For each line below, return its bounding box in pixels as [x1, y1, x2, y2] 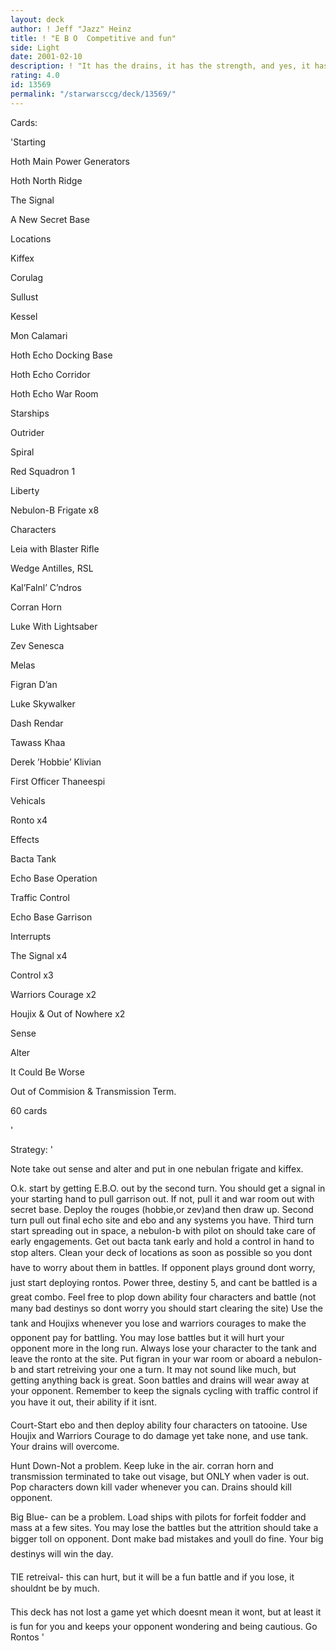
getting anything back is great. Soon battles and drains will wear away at [10, 1374, 310, 1386]
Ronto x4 [10, 814, 48, 826]
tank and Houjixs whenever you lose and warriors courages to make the [10, 1317, 307, 1329]
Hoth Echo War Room [10, 387, 99, 400]
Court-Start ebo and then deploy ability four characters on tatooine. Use [10, 1419, 308, 1431]
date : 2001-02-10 [10, 52, 83, 62]
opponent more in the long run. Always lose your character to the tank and [10, 1342, 317, 1354]
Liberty [10, 484, 40, 496]
